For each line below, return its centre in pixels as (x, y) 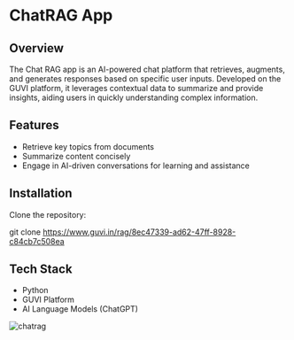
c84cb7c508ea (37, 241)
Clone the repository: (48, 214)
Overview (37, 48)
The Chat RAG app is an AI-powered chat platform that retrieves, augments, (147, 69)
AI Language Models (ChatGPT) (80, 309)
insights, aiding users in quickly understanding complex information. (134, 97)
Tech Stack (41, 270)
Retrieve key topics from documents (88, 146)
